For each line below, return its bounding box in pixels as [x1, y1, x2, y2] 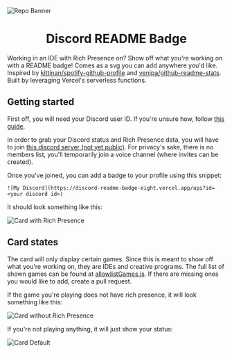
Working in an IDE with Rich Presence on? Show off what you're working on [7, 54, 223, 62]
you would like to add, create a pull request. [7, 277, 132, 285]
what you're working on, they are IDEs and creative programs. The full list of [7, 262, 225, 270]
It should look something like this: [7, 202, 102, 211]
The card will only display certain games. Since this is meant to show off [7, 254, 213, 263]
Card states [7, 236, 59, 248]
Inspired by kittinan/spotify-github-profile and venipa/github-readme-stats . [7, 68, 222, 76]
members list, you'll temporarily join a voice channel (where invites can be [7, 150, 219, 158]
